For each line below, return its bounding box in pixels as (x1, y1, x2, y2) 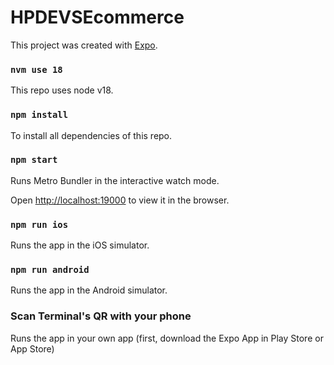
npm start (10, 154, 58, 166)
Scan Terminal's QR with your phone (10, 309, 192, 323)
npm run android (10, 264, 90, 276)
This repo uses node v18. (10, 84, 114, 96)
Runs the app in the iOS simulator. (10, 239, 150, 251)
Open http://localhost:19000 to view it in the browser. (10, 194, 230, 206)
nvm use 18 (10, 64, 63, 75)
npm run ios (10, 219, 69, 230)
